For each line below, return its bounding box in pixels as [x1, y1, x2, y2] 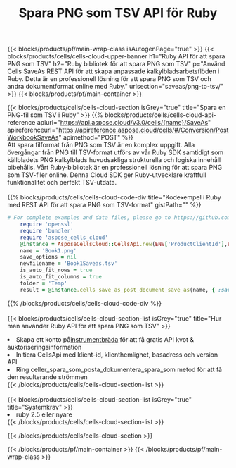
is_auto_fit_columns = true [20, 273, 102, 281]
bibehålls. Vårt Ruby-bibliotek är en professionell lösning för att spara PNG [7, 164, 223, 172]
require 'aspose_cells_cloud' [20, 234, 109, 241]
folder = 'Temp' [20, 280, 68, 287]
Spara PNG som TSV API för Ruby [18, 5, 218, 21]
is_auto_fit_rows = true [20, 266, 93, 274]
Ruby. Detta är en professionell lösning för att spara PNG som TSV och [7, 75, 212, 83]
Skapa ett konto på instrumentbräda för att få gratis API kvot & [16, 335, 195, 343]
